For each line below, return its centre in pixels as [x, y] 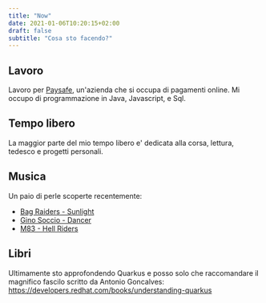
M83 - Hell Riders [49, 228]
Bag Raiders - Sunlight [57, 211]
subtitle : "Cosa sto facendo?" [60, 38]
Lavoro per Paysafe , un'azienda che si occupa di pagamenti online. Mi [124, 90]
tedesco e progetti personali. [56, 151]
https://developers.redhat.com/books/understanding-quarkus [110, 290]
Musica [27, 177]
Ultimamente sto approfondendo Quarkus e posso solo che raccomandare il [133, 273]
